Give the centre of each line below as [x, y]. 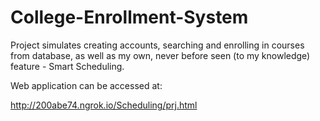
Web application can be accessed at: [86, 85]
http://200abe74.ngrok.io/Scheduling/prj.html [104, 105]
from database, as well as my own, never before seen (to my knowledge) [160, 55]
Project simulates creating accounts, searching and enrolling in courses [157, 45]
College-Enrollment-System [129, 17]
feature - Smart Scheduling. [67, 66]
